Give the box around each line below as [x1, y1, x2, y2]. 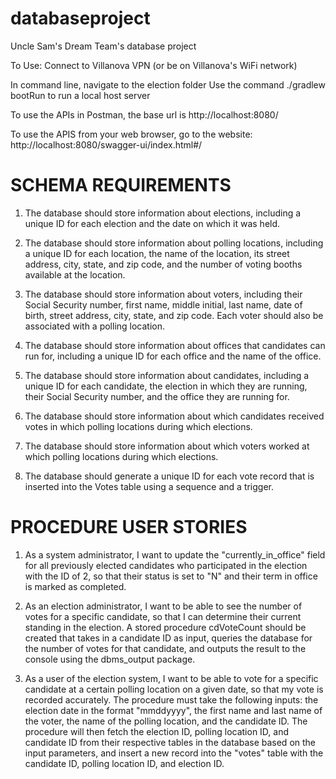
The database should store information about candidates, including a [24, 369, 310, 381]
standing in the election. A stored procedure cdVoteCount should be [24, 621, 307, 633]
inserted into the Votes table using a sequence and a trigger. [24, 480, 275, 492]
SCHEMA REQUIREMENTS [10, 174, 232, 197]
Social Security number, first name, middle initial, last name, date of [24, 298, 303, 311]
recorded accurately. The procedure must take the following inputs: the [24, 693, 319, 706]
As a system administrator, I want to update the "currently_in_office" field [24, 548, 326, 561]
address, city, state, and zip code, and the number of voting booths [24, 258, 303, 270]
